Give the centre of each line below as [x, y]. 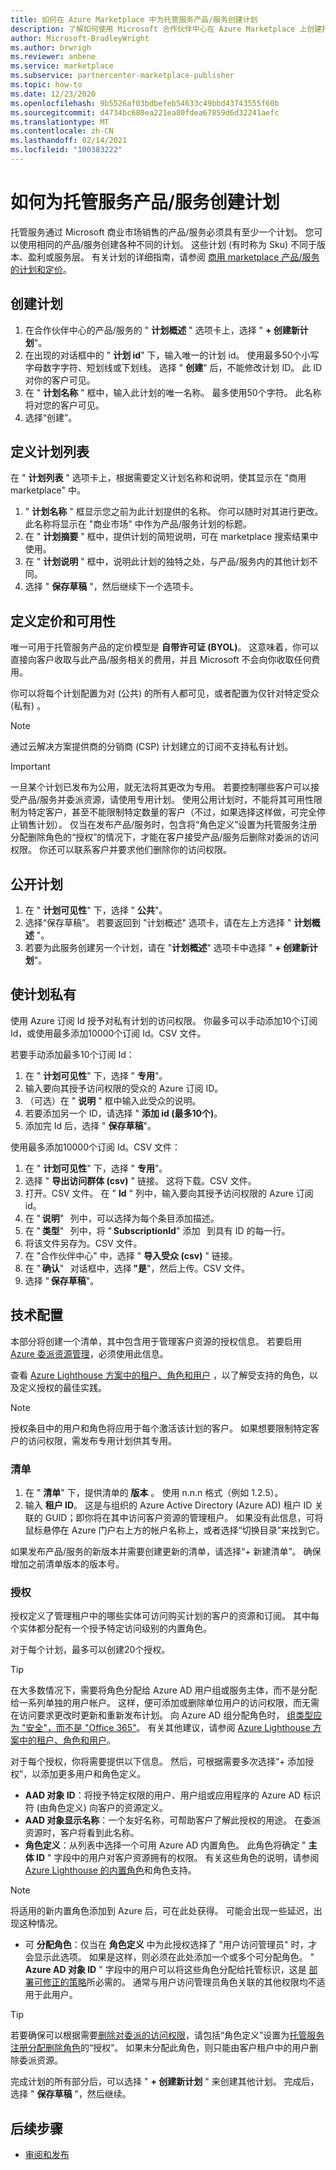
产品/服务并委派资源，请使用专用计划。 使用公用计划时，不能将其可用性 [166, 800]
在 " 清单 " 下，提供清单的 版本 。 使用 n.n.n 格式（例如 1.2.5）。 [154, 1492]
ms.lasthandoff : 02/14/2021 [69, 141]
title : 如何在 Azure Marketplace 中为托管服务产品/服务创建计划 [134, 19]
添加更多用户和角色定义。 [93, 1774]
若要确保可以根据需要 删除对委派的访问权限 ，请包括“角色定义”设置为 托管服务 [167, 2035]
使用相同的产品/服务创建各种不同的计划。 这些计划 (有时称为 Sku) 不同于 [167, 244]
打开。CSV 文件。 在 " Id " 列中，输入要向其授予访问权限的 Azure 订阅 [169, 1193]
